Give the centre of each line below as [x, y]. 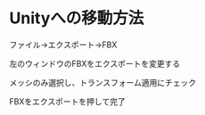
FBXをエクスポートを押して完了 [68, 101]
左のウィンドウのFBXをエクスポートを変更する [95, 63]
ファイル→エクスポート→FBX [63, 45]
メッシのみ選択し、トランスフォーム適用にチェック [103, 82]
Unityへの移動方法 [77, 18]
